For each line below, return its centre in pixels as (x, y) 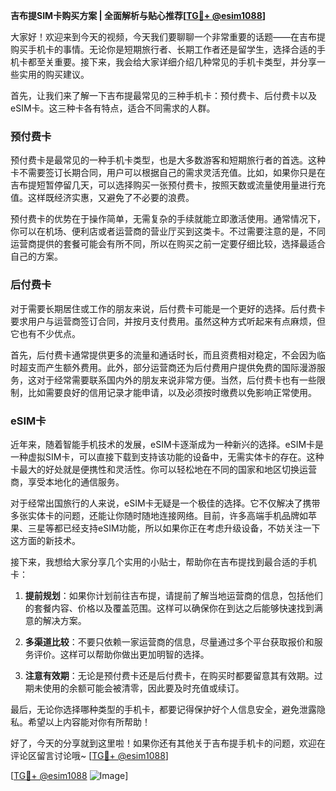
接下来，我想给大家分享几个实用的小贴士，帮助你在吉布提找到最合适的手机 (163, 561)
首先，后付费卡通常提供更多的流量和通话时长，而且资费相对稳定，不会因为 (163, 355)
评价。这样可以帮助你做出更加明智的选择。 (121, 654)
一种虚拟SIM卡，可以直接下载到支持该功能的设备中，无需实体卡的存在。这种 (167, 456)
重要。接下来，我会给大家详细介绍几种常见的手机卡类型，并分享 (185, 62)
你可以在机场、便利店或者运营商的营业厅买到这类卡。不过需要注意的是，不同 (168, 231)
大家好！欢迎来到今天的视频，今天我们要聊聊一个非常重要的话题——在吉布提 (168, 37)
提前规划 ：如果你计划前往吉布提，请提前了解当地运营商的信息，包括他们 (173, 595)
